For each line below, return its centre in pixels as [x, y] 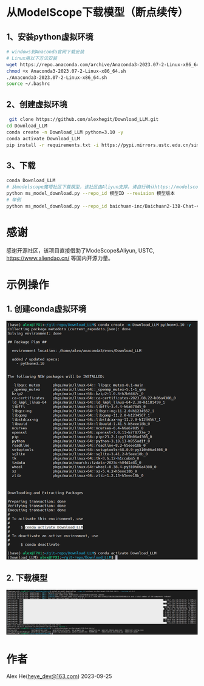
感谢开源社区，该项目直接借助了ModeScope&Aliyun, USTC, [80, 250]
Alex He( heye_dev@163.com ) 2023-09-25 [59, 676]
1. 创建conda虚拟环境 [46, 309]
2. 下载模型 [27, 578]
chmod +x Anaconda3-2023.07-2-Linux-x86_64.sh [66, 71]
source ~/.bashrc [28, 84]
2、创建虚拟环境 [37, 104]
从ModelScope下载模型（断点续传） [97, 12]
